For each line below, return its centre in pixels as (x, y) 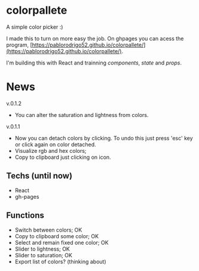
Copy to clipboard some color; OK (57, 236)
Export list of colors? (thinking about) (60, 261)
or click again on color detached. (55, 144)
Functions (25, 215)
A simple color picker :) (35, 27)
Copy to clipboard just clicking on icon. (63, 157)
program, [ (19, 45)
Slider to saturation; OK (44, 255)
